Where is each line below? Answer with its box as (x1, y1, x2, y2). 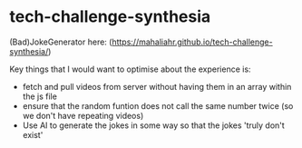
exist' (22, 129, 44, 140)
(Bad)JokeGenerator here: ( (9, 36, 112, 47)
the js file (22, 91, 57, 102)
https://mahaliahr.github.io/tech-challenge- (112, 36, 274, 47)
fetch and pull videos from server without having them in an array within (22, 81, 292, 92)
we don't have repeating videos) (22, 110, 144, 121)
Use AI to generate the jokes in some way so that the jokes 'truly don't (22, 120, 286, 131)
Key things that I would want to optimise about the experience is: (9, 64, 251, 74)
